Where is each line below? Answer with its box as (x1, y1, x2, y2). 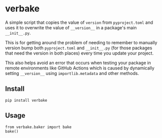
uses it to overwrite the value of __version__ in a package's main (5, 24, 137, 30)
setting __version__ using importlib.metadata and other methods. (5, 70, 139, 76)
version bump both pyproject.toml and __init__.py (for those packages (5, 45, 152, 51)
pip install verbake (5, 98, 48, 103)
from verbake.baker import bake (5, 125, 72, 130)
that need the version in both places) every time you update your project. (5, 50, 154, 56)
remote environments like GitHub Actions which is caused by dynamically (5, 65, 155, 71)
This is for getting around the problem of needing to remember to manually (5, 39, 158, 45)
